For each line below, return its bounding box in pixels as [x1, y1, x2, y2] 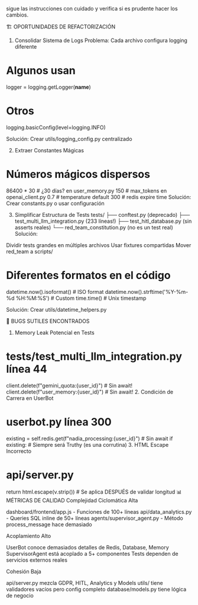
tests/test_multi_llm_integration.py [6, 350, 182, 363]
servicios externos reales [6, 556, 68, 564]
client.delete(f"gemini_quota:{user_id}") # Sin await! [6, 382, 133, 389]
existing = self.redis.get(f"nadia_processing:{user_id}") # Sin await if [6, 435, 173, 442]
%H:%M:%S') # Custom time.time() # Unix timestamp [15, 295, 147, 302]
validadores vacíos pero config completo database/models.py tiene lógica [6, 585, 187, 593]
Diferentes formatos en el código [6, 269, 171, 282]
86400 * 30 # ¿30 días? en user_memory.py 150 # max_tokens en [6, 187, 167, 194]
